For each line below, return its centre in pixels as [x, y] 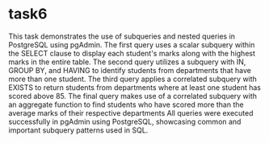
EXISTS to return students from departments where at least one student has [134, 87]
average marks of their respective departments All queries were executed [131, 112]
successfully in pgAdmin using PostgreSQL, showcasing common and [125, 121]
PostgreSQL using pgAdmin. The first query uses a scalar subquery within [132, 44]
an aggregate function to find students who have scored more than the [126, 104]
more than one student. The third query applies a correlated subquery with [132, 79]
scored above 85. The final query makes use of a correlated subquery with [132, 96]
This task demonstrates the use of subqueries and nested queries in [122, 36]
